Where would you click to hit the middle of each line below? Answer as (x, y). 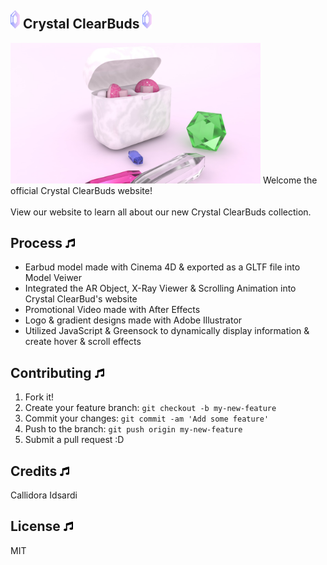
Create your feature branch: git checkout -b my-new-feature (150, 408)
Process (36, 243)
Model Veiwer (53, 278)
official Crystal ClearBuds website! (81, 190)
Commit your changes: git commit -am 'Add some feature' (147, 418)
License (35, 526)
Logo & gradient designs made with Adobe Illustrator (133, 320)
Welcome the (290, 180)
